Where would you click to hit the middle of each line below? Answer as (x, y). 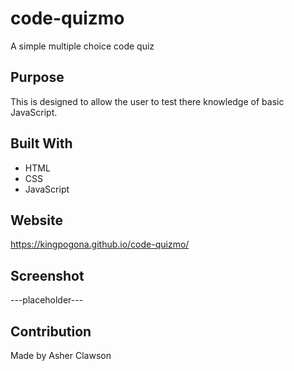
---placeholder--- (47, 300)
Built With (41, 143)
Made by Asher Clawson (61, 355)
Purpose (37, 77)
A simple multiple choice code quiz (82, 46)
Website (36, 220)
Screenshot (47, 275)
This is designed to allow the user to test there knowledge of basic (147, 101)
